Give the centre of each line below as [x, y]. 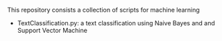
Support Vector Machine [52, 30]
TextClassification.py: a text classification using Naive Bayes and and [116, 23]
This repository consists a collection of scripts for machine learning [103, 10]
